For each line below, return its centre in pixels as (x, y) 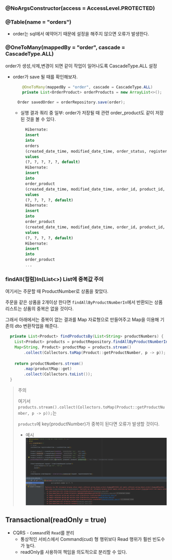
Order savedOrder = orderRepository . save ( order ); (71, 102)
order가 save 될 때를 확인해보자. (45, 77)
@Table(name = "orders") (38, 22)
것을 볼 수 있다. (41, 119)
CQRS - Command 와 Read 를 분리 (44, 533)
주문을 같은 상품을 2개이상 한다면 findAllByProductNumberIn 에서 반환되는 (79, 302)
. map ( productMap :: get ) (48, 369)
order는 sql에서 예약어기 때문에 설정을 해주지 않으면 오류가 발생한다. (81, 34)
